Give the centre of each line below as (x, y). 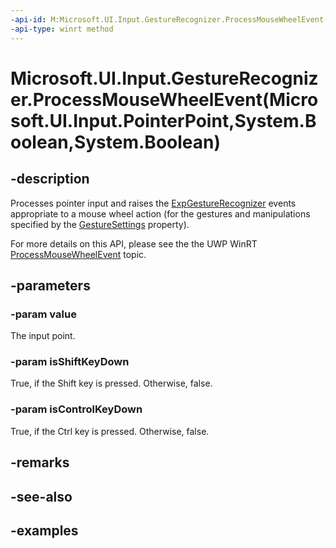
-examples (44, 530)
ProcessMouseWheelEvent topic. (78, 254)
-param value (43, 314)
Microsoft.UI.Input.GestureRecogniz (164, 78)
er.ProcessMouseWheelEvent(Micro (164, 99)
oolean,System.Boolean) (116, 142)
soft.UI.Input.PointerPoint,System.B (163, 120)
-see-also (41, 496)
